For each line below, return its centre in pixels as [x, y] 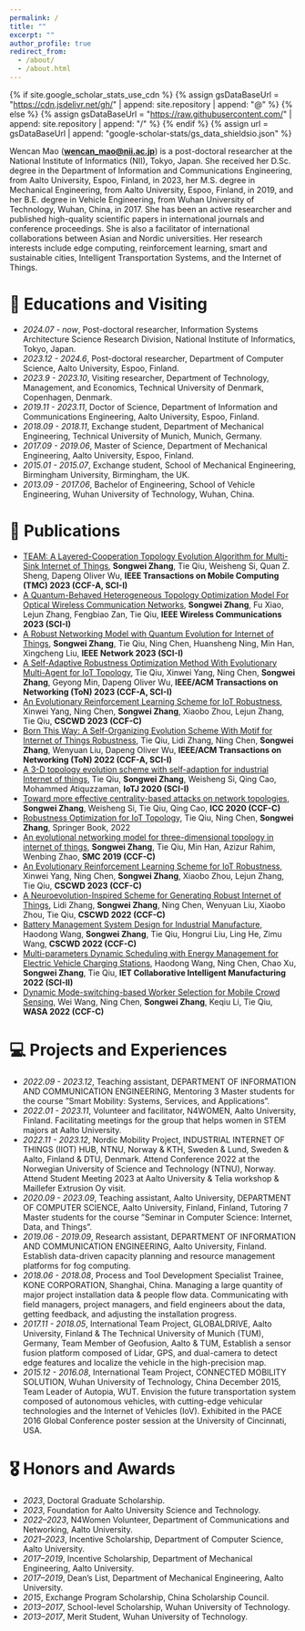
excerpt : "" [32, 35]
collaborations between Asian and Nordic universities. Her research [136, 238]
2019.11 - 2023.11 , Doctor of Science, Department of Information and [150, 407]
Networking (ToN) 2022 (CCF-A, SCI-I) [97, 759]
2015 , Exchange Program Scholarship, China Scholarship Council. [146, 1597]
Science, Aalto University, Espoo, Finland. [101, 368]
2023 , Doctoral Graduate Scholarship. [94, 1500]
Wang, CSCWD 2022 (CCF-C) [80, 944]
